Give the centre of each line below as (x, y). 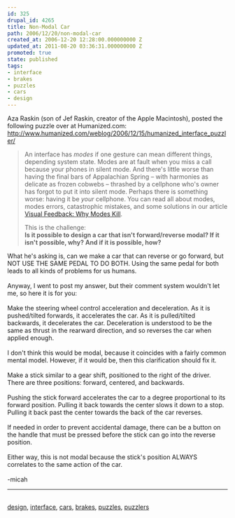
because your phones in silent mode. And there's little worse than (119, 169)
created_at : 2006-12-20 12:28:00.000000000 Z (74, 40)
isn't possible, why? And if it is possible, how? (93, 242)
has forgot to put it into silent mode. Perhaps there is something (116, 191)
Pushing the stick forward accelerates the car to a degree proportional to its (116, 397)
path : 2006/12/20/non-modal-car (54, 33)
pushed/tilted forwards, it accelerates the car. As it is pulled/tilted (101, 315)
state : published (33, 60)
